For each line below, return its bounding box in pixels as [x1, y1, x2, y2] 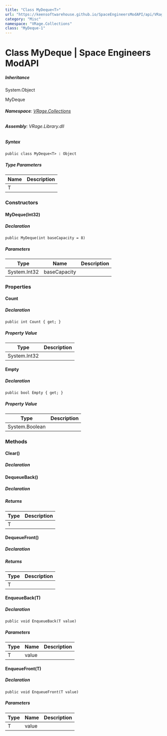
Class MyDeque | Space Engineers [5, 47, 151, 59]
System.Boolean [7, 423, 46, 430]
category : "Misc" [5, 16, 41, 21]
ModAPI [5, 58, 39, 69]
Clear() [5, 451, 20, 457]
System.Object [5, 87, 35, 93]
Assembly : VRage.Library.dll [5, 123, 65, 129]
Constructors [5, 199, 38, 206]
